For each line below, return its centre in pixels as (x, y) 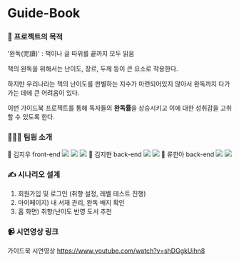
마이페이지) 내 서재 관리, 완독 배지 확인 (71, 203)
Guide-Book (44, 13)
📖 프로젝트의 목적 (35, 37)
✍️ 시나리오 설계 (34, 174)
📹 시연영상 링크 (33, 232)
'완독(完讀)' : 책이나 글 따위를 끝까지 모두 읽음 (71, 54)
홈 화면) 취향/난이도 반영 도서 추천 (65, 211)
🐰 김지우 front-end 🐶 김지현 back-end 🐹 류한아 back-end (111, 154)
